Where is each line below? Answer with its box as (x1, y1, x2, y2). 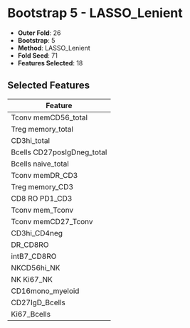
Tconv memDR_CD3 (11, 170, 78, 180)
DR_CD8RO (11, 240, 49, 250)
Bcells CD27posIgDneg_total (11, 147, 107, 157)
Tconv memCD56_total (11, 112, 88, 122)
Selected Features (7, 80, 90, 92)
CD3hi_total (11, 135, 51, 145)
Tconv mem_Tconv (11, 205, 74, 215)
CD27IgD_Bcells (11, 297, 65, 307)
